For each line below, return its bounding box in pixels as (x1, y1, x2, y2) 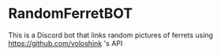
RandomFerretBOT (8, 5, 133, 23)
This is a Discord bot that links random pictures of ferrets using (8, 30, 213, 40)
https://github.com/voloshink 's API (8, 38, 123, 47)
